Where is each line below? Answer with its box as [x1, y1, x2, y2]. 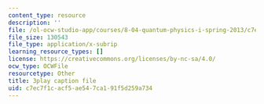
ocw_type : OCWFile [8, 63, 68, 70]
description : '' [8, 19, 61, 27]
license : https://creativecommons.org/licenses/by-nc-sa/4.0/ [8, 56, 216, 63]
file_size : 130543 [8, 33, 68, 41]
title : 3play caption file [8, 77, 97, 84]
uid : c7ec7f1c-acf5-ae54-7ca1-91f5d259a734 [8, 84, 153, 92]
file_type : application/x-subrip [8, 41, 118, 48]
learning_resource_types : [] [8, 48, 104, 56]
